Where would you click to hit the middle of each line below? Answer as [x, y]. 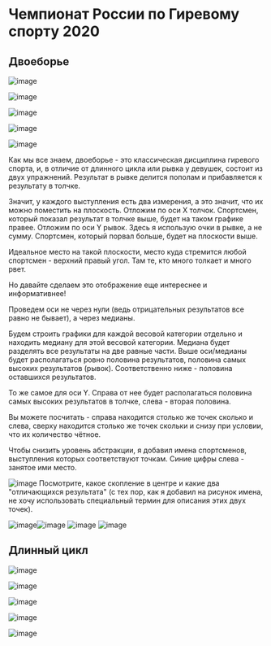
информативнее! [37, 293]
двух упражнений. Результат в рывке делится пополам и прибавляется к [135, 177]
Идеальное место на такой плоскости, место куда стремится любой [128, 252]
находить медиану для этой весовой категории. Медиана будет [119, 342]
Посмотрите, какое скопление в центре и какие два [129, 483]
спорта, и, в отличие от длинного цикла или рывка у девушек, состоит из [136, 168]
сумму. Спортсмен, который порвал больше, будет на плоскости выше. [133, 236]
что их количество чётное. [55, 434]
